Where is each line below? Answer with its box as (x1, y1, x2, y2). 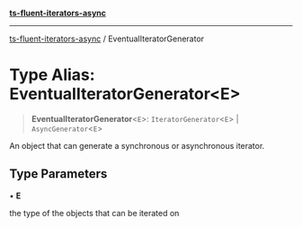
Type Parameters (9, 166, 108, 182)
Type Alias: (9, 65, 96, 85)
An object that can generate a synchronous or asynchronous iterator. (9, 140, 265, 151)
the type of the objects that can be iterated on (9, 207, 180, 218)
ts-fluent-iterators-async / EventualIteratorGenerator (9, 33, 205, 44)
